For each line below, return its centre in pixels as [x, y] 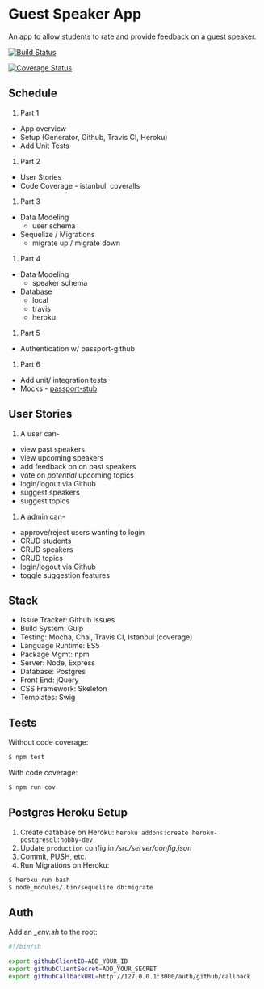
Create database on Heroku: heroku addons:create [104, 832]
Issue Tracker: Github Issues [67, 620]
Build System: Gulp [52, 629]
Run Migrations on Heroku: [65, 865]
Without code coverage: [48, 742]
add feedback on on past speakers [78, 466]
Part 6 [30, 364]
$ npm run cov [32, 787]
